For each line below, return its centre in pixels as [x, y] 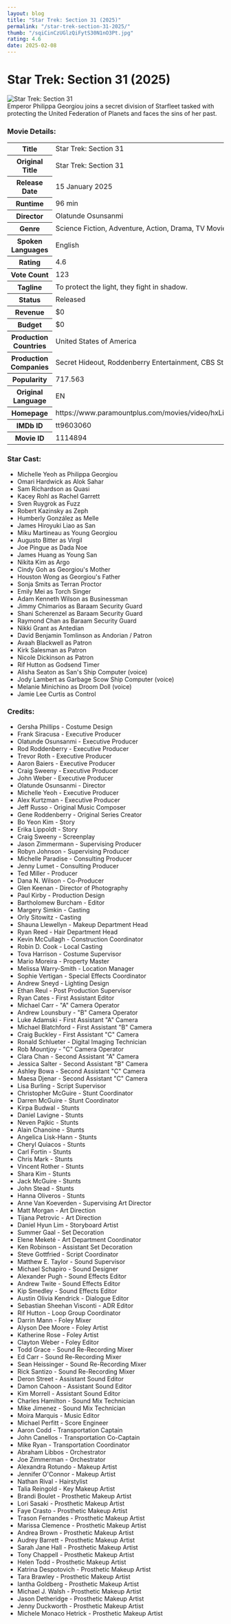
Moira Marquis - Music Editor [58, 1415]
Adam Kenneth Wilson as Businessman [73, 599]
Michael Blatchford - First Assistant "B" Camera [85, 1027]
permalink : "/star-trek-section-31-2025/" [69, 26]
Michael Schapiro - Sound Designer [68, 1269]
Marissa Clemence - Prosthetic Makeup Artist [81, 1525]
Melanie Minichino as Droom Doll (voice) [74, 686]
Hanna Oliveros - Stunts [51, 1195]
